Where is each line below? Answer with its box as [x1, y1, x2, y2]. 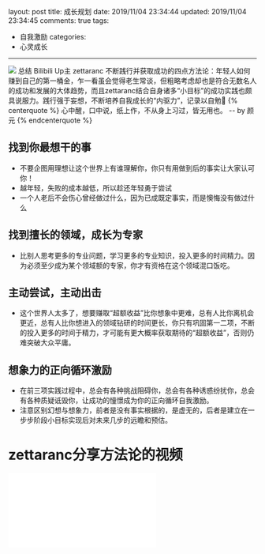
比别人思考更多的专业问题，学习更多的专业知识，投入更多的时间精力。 [19, 251, 248, 260]
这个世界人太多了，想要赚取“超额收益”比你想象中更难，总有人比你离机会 [19, 308, 255, 318]
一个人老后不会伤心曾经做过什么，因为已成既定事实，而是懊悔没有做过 [19, 193, 248, 202]
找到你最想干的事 [8, 141, 91, 154]
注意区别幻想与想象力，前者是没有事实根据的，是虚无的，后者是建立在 [19, 405, 248, 415]
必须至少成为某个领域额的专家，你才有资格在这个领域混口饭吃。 [26, 260, 234, 270]
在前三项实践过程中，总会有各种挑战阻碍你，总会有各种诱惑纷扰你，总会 [19, 386, 255, 395]
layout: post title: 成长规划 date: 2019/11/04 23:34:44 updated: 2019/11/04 [8, 7, 247, 16]
